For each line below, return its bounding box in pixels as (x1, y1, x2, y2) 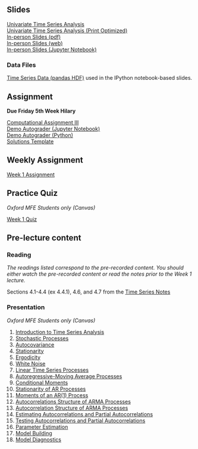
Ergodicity (15, 354, 41, 361)
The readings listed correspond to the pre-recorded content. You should (7, 264, 184, 272)
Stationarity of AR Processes (15, 385, 86, 392)
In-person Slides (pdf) (7, 33, 61, 40)
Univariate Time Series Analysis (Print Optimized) (7, 27, 128, 34)
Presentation (7, 303, 45, 311)
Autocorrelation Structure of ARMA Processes (15, 404, 128, 411)
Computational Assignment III (7, 119, 79, 126)
